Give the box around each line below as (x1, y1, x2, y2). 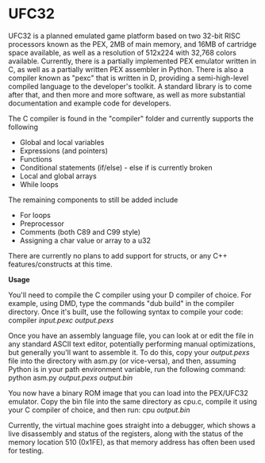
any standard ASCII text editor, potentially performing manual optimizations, (8, 339, 256, 349)
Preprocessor (19, 219, 65, 228)
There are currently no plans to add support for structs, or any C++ (8, 251, 228, 260)
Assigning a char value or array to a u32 (19, 235, 151, 245)
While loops (19, 179, 59, 189)
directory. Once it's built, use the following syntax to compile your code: (8, 307, 244, 316)
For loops (19, 210, 52, 220)
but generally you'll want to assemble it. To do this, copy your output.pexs (8, 347, 250, 357)
